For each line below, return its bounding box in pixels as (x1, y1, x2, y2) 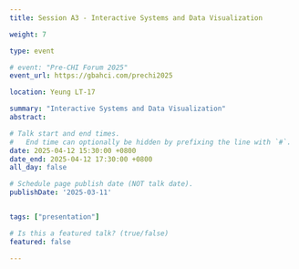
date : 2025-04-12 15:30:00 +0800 (9, 146, 137, 155)
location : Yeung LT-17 (9, 88, 96, 97)
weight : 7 (9, 29, 47, 39)
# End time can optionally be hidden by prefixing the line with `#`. (9, 138, 292, 147)
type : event (9, 47, 55, 56)
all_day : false (9, 163, 67, 172)
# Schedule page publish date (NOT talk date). (9, 180, 194, 189)
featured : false (9, 237, 71, 246)
